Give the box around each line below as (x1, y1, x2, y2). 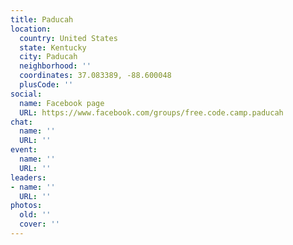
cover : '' (19, 219, 60, 230)
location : (10, 24, 52, 34)
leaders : (10, 172, 47, 183)
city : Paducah (19, 52, 78, 62)
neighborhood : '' (19, 61, 92, 71)
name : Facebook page (19, 98, 105, 108)
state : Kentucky (19, 42, 87, 53)
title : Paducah (10, 14, 74, 25)
